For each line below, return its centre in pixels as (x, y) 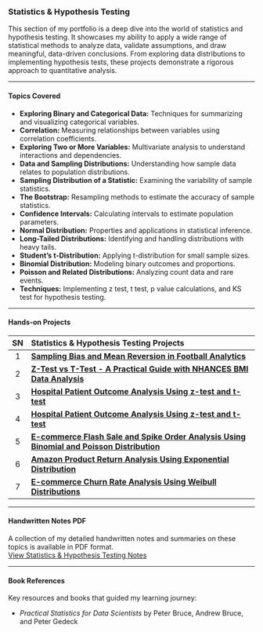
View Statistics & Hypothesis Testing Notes (77, 555)
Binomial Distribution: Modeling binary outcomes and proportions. (127, 263)
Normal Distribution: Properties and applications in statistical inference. (136, 230)
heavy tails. (38, 247)
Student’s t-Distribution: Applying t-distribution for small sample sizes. (135, 255)
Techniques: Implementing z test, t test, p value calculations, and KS (130, 288)
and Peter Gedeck (49, 622)
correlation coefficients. (58, 138)
